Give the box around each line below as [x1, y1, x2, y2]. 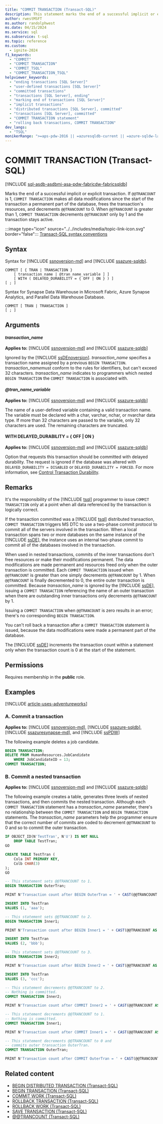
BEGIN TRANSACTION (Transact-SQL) [12, 1087, 89, 1093]
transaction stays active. [5, 217, 54, 222]
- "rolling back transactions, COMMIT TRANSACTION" [9, 120, 116, 125]
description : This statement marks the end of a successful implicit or [5, 12, 155, 17]
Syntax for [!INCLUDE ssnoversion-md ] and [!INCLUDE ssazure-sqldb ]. [5, 258, 147, 264]
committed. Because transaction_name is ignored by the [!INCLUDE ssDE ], [5, 582, 155, 588]
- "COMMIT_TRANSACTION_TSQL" [9, 71, 68, 75]
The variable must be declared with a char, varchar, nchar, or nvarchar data [5, 412, 156, 418]
